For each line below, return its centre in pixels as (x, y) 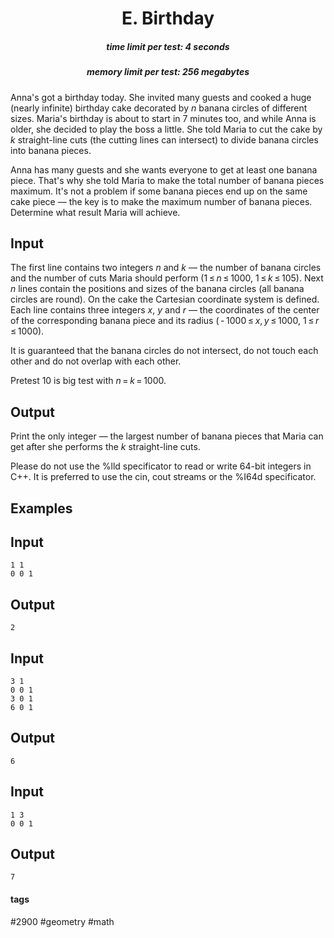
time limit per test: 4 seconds (168, 46)
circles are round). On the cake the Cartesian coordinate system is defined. (165, 299)
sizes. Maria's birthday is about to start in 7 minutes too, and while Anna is (163, 118)
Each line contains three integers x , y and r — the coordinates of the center (165, 310)
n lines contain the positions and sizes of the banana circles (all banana (157, 289)
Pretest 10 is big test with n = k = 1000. (88, 381)
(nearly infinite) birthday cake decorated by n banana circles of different (159, 108)
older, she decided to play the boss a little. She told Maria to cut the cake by (166, 129)
